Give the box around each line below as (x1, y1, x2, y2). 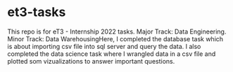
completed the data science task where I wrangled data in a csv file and (7, 50, 216, 58)
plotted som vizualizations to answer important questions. (7, 57, 175, 65)
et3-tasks (7, 4, 66, 20)
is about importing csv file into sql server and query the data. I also (7, 42, 201, 50)
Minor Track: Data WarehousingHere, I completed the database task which (7, 34, 224, 43)
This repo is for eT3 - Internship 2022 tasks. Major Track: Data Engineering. (7, 27, 227, 36)
